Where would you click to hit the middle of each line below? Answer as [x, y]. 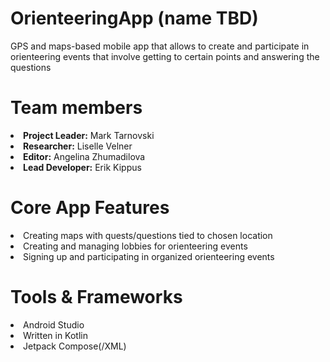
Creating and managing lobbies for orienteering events [135, 246]
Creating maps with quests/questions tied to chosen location [148, 235]
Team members [76, 108]
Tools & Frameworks [96, 297]
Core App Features [90, 208]
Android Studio [54, 324]
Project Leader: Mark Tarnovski [89, 135]
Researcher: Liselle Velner [78, 146]
